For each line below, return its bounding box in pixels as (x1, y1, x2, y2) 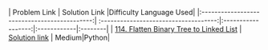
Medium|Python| (55, 33, 111, 42)
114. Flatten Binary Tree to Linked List (115, 25, 238, 33)
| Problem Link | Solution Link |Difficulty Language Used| (8, 8, 196, 17)
